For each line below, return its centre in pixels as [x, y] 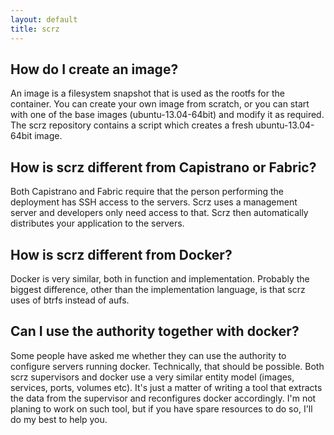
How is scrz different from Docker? [121, 254]
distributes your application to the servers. [97, 223]
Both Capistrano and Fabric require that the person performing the [147, 192]
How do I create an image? [94, 69]
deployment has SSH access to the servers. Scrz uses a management [154, 202]
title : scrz [35, 29]
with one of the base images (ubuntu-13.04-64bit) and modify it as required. [167, 115]
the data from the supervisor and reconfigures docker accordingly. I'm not [163, 398]
